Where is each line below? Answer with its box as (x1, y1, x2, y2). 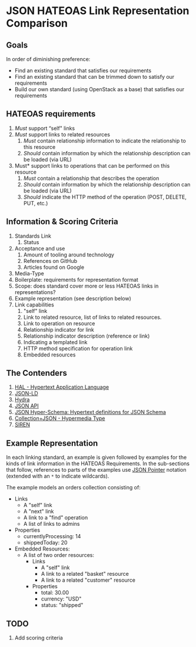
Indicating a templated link (23, 338, 88, 345)
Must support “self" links (14, 125, 75, 132)
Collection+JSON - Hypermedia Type (14, 415, 105, 422)
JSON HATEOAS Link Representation (6, 4, 190, 18)
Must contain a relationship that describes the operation (23, 175, 160, 182)
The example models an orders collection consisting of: (6, 484, 141, 491)
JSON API (14, 402, 39, 409)
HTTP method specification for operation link (23, 345, 133, 352)
